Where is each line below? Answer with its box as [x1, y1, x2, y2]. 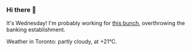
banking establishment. [6, 26, 66, 33]
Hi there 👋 [6, 6, 37, 14]
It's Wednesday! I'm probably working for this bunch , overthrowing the [6, 20, 185, 27]
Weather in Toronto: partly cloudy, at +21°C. [6, 38, 117, 45]
